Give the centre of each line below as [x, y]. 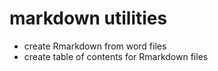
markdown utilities [88, 18]
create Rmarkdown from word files [95, 46]
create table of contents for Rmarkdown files [116, 56]
